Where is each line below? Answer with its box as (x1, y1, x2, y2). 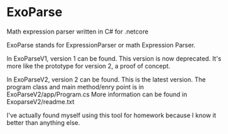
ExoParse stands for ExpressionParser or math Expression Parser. (6, 40, 196, 49)
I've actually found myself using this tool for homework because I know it (6, 111, 217, 119)
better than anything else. (6, 118, 81, 126)
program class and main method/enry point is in (6, 82, 144, 91)
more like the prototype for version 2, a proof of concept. (6, 61, 171, 70)
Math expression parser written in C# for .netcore (6, 27, 149, 36)
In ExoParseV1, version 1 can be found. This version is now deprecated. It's (6, 54, 222, 63)
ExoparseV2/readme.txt (6, 97, 75, 105)
